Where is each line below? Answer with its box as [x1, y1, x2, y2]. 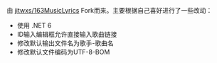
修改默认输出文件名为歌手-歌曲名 [16, 39, 115, 47]
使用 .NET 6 [16, 21, 52, 30]
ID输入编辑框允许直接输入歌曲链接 [16, 30, 117, 38]
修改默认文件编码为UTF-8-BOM [16, 48, 110, 56]
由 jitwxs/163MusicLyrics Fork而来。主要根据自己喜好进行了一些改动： [6, 6, 213, 14]
